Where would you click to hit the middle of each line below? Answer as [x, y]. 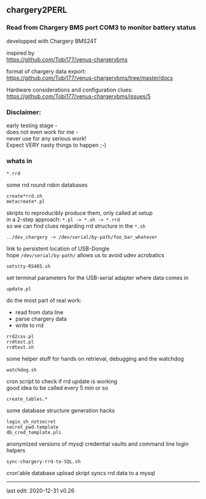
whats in [19, 161]
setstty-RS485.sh [29, 266]
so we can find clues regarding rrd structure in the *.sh [76, 226]
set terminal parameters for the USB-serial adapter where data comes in [97, 278]
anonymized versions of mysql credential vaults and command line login [97, 444]
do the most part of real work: [44, 301]
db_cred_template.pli [34, 433]
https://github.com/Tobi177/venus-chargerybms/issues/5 [79, 96]
